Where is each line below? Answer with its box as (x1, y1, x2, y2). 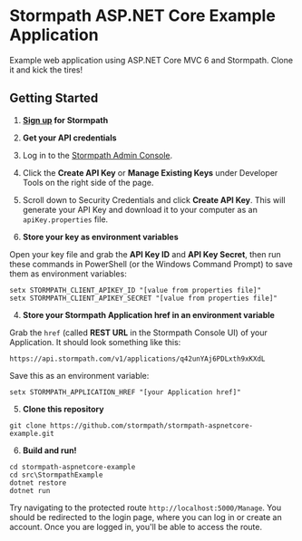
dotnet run (9, 486, 51, 495)
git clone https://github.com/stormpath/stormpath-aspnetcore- (9, 420, 254, 430)
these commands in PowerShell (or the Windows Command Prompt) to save (9, 258, 293, 269)
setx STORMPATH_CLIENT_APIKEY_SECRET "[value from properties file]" (9, 294, 278, 303)
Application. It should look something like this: (9, 336, 181, 347)
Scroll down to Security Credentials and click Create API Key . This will (22, 194, 286, 205)
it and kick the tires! (9, 64, 83, 75)
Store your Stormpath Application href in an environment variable (22, 309, 275, 320)
